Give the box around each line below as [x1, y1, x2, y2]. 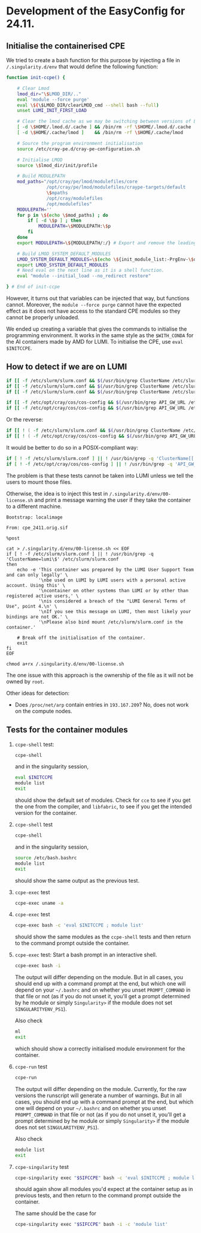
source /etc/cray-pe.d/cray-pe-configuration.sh [17, 146, 141, 152]
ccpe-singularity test [14, 1163, 69, 1170]
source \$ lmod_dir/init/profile [17, 162, 98, 168]
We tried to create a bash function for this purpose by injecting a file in [6, 57, 181, 63]
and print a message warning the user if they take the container [34, 496, 191, 504]
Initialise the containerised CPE [6, 41, 126, 51]
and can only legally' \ [6, 572, 68, 578]
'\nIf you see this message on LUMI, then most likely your [38, 608, 191, 614]
